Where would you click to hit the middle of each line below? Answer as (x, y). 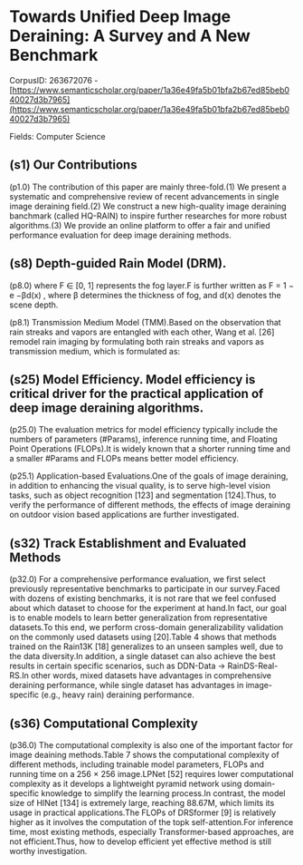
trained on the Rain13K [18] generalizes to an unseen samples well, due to (147, 646)
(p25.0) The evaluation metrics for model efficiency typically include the (144, 430)
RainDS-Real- (253, 666)
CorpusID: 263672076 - (54, 80)
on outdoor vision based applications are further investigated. (124, 515)
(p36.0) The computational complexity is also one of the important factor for (151, 745)
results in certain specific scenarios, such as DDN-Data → (118, 666)
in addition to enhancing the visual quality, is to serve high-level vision (140, 486)
